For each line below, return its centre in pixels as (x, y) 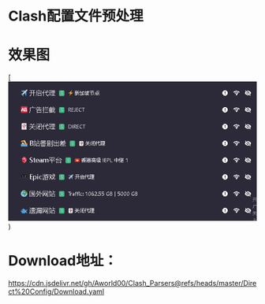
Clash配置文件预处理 (76, 16)
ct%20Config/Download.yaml (56, 291)
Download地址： (63, 260)
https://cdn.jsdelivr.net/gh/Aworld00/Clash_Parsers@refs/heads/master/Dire (132, 283)
